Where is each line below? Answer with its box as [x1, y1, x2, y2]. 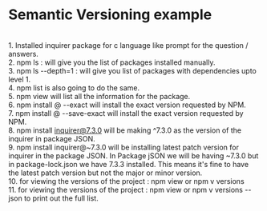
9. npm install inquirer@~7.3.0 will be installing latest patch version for [8, 142, 239, 152]
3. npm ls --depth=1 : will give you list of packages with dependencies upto [8, 66, 257, 75]
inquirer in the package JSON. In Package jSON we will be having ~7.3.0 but [8, 150, 259, 161]
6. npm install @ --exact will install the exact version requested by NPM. [8, 100, 246, 109]
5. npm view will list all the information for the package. [8, 91, 191, 101]
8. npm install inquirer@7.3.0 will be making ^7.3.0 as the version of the [8, 125, 242, 135]
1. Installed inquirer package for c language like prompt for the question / [8, 40, 249, 50]
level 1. [8, 74, 31, 84]
